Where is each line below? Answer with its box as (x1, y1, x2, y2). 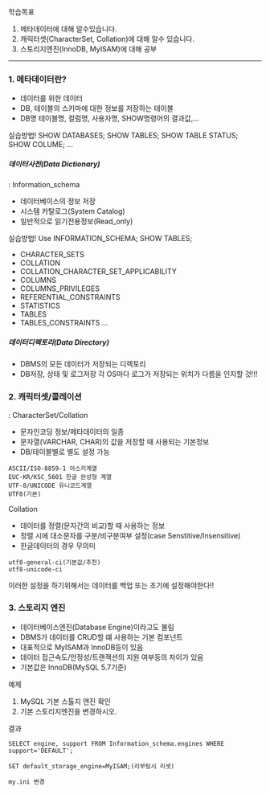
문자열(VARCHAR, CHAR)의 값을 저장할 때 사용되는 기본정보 (19, 436, 210, 446)
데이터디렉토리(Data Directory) (8, 337, 110, 347)
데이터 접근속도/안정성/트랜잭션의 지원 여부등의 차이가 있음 (19, 652, 204, 661)
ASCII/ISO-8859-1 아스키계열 (8, 465, 98, 473)
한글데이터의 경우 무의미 (19, 541, 96, 550)
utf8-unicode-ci (8, 565, 63, 573)
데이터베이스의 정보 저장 (19, 196, 96, 207)
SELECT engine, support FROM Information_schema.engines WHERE (8, 739, 225, 747)
